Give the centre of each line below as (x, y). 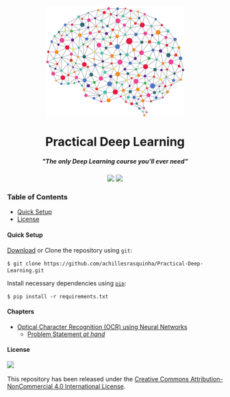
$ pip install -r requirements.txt (58, 296)
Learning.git (26, 270)
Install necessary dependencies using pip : (67, 283)
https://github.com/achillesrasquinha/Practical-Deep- (124, 264)
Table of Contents (38, 197)
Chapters (21, 311)
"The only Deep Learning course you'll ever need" (115, 161)
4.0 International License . (90, 387)
